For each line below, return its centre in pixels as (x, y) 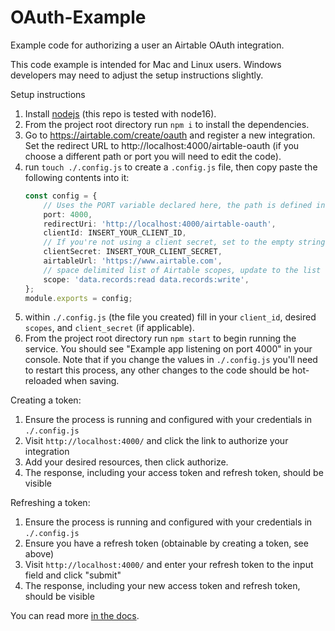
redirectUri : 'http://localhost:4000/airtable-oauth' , (160, 224)
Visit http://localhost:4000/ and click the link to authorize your (156, 441)
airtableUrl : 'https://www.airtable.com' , (133, 261)
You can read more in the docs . (75, 616)
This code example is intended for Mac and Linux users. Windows (146, 64)
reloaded (43, 381)
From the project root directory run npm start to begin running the (160, 338)
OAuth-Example (78, 17)
